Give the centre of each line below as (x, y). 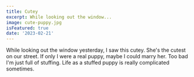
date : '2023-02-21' (30, 34)
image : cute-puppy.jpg (34, 22)
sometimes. (20, 69)
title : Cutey (22, 11)
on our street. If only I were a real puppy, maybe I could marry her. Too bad (97, 56)
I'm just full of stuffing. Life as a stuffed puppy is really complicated (88, 63)
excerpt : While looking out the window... (59, 17)
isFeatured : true (27, 28)
